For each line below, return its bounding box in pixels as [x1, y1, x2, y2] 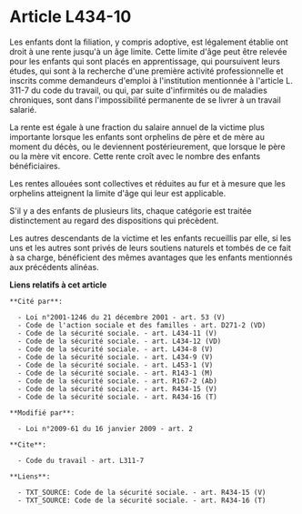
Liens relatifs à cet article [9, 279, 107, 290]
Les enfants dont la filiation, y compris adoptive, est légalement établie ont [9, 36, 288, 47]
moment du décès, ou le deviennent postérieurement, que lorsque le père [9, 141, 286, 152]
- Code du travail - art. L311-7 [17, 456, 145, 465]
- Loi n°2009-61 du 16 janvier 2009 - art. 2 [17, 424, 194, 433]
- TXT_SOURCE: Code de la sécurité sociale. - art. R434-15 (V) [17, 488, 267, 497]
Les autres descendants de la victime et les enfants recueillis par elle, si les [9, 232, 292, 243]
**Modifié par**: [9, 408, 75, 418]
